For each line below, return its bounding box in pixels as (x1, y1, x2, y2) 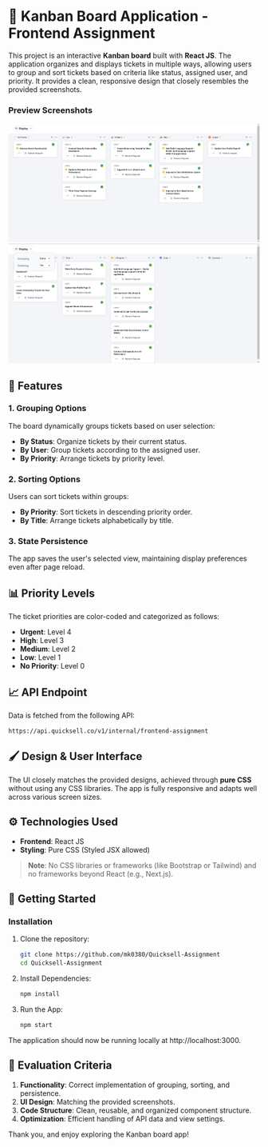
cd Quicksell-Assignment (19, 959, 103, 967)
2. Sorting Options (8, 474, 81, 485)
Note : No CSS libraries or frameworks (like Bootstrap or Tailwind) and (27, 860, 257, 870)
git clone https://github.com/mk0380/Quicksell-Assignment (19, 951, 221, 959)
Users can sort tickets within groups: (8, 492, 129, 502)
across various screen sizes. (8, 792, 102, 801)
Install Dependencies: (19, 973, 92, 983)
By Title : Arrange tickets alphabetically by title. (19, 516, 174, 526)
